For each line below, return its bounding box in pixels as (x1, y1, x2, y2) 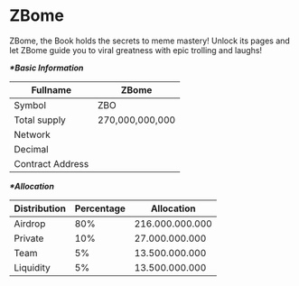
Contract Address (14, 157, 89, 170)
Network (14, 128, 51, 141)
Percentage (74, 202, 126, 215)
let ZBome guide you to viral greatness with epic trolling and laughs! (9, 44, 263, 55)
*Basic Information (9, 62, 84, 73)
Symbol (14, 98, 47, 111)
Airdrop (14, 217, 46, 230)
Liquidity (14, 261, 51, 273)
